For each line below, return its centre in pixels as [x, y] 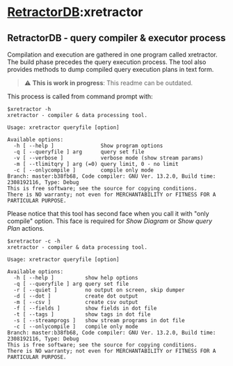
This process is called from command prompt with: [80, 96]
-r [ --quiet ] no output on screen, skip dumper [99, 290]
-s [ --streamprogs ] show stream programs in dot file [99, 321]
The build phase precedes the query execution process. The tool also [107, 62]
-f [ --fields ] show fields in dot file [85, 308]
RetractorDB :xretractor [75, 12]
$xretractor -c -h [34, 241]
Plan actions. [26, 228]
